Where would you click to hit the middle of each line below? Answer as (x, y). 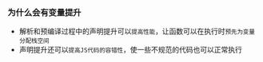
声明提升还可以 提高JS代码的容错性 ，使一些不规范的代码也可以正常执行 (131, 50)
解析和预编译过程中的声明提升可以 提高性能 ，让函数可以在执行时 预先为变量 (137, 31)
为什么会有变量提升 (44, 12)
